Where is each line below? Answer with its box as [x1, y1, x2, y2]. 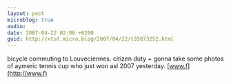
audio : [7, 23, 26, 30]
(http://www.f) [7, 70, 48, 78]
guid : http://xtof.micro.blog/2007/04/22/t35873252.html [7, 36, 174, 43]
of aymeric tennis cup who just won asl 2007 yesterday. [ [7, 62, 170, 70]
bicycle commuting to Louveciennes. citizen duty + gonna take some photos [7, 54, 224, 63]
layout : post [7, 10, 45, 17]
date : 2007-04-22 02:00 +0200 [7, 29, 94, 36]
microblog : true [7, 17, 54, 23]
